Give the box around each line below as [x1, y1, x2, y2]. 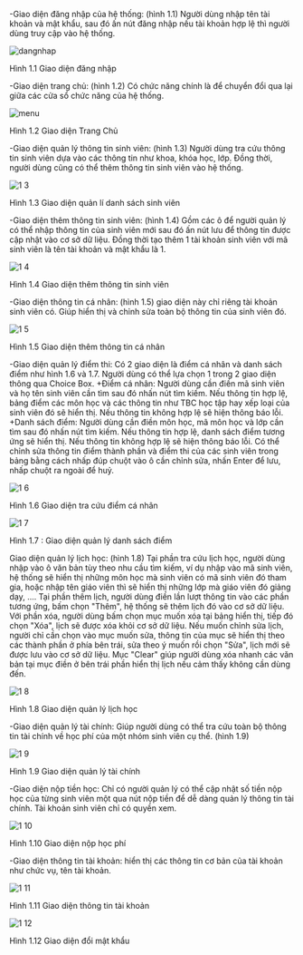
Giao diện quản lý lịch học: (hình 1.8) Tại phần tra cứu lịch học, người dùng [9, 553, 286, 563]
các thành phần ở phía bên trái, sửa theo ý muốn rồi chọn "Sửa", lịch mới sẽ [9, 639, 291, 650]
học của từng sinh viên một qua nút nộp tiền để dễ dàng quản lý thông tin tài [9, 794, 294, 804]
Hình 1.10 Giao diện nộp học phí [9, 838, 127, 848]
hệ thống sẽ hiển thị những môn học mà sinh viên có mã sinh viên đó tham [9, 572, 287, 582]
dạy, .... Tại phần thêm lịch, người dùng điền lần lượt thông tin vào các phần [9, 591, 289, 602]
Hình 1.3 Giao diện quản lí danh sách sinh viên [9, 198, 181, 208]
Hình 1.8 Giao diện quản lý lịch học [9, 704, 138, 714]
